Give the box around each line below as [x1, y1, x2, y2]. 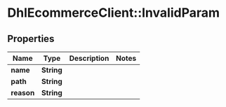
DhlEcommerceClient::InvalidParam [7, 5, 220, 21]
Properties [7, 33, 55, 45]
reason [11, 88, 35, 97]
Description [69, 54, 109, 63]
